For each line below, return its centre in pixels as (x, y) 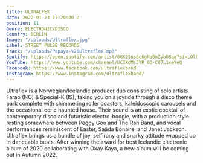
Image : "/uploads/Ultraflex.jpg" (48, 40)
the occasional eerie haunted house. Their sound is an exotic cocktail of (96, 110)
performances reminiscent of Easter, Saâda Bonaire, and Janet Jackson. (96, 129)
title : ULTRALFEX (28, 12)
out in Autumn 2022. (32, 155)
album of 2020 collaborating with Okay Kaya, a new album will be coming (98, 149)
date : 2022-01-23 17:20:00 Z (43, 18)
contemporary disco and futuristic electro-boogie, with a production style (98, 117)
